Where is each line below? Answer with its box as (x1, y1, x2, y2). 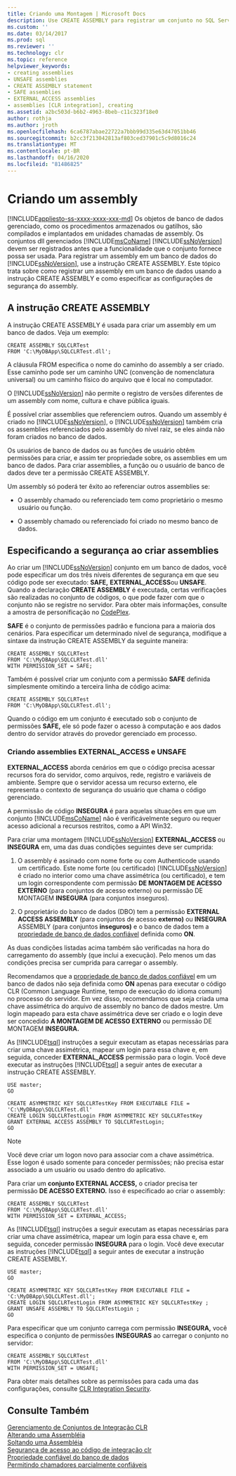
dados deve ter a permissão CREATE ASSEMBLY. (7, 469, 150, 477)
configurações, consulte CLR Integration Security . (7, 1384, 152, 1393)
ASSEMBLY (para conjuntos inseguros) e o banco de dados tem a (17, 922, 209, 931)
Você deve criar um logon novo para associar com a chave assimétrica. (7, 1150, 214, 1159)
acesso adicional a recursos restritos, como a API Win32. (7, 821, 173, 830)
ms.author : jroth (7, 121, 58, 129)
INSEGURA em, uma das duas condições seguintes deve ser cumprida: (7, 842, 214, 851)
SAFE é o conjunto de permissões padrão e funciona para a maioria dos (7, 622, 216, 630)
